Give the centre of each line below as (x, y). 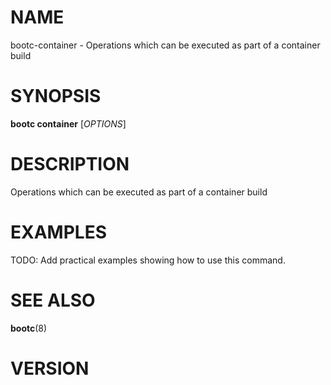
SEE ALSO (53, 300)
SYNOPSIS (56, 96)
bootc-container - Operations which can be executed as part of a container (165, 45)
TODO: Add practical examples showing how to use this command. (148, 260)
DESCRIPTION (70, 164)
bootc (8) (29, 328)
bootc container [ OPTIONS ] (68, 123)
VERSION (50, 368)
